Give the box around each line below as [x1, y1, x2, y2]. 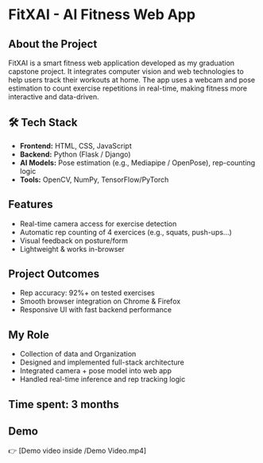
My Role [8, 328, 50, 341]
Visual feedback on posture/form [19, 236, 129, 245]
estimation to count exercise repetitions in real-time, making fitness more [8, 83, 248, 93]
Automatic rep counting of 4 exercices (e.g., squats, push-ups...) [19, 227, 232, 237]
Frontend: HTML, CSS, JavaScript [19, 141, 133, 150]
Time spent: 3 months [8, 397, 119, 411]
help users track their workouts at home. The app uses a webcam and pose [8, 75, 256, 84]
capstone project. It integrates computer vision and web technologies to [8, 67, 244, 76]
